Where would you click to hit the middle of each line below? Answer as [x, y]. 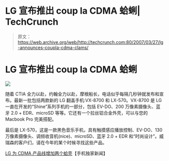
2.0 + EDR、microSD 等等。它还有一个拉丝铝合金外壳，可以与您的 [79, 113]
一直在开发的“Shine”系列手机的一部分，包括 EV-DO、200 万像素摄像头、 [81, 106]
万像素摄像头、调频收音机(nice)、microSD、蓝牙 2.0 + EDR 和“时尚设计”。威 [84, 136]
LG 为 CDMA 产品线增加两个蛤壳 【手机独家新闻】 [57, 153]
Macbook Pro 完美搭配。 [31, 119]
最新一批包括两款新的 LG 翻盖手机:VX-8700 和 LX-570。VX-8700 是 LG [88, 100]
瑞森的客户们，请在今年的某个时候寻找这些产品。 [56, 142]
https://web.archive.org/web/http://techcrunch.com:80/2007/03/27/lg [90, 42]
